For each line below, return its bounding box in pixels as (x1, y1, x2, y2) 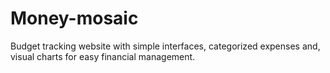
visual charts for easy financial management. (10, 50, 196, 62)
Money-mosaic (10, 7, 139, 30)
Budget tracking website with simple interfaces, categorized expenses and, (10, 40, 321, 52)
